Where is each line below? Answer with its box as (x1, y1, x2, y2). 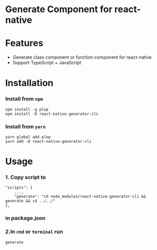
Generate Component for (5, 4, 113, 15)
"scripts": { (5, 185, 33, 190)
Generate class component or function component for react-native (12, 54, 152, 60)
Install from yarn (5, 123, 46, 130)
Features (5, 37, 44, 49)
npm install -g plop (5, 107, 49, 112)
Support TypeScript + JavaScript (12, 60, 82, 66)
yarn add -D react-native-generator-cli (5, 139, 92, 144)
